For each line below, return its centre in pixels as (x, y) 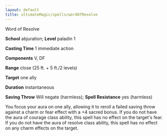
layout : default (22, 10)
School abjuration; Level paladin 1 (40, 39)
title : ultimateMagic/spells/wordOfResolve (52, 15)
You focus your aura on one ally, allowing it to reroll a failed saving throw (80, 106)
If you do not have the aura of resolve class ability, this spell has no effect (81, 122)
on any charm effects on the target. (42, 128)
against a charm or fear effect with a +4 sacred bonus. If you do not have (81, 112)
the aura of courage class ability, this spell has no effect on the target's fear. (84, 117)
